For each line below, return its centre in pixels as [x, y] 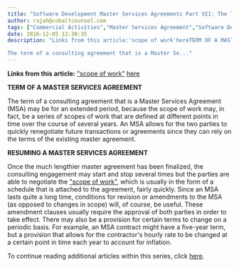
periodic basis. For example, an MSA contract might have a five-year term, [117, 227]
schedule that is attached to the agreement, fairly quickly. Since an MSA [113, 189]
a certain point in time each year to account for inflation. [90, 242]
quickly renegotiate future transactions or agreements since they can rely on [119, 131]
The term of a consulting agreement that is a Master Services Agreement [115, 101]
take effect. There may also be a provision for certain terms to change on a [117, 219]
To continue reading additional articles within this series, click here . [106, 256]
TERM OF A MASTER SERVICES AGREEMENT [75, 87]
